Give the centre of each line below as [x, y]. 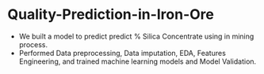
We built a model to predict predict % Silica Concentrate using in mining [136, 36]
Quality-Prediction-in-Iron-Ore [111, 15]
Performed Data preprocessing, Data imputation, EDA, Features [122, 53]
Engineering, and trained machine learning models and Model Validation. [138, 61]
